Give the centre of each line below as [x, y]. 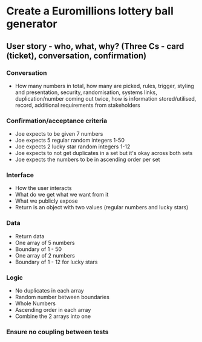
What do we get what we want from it [62, 195]
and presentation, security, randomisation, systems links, [86, 92]
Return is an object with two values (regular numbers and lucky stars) [102, 207]
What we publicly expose [47, 201]
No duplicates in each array [49, 291]
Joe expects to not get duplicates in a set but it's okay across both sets [104, 153]
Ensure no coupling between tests [57, 332]
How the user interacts [43, 188]
